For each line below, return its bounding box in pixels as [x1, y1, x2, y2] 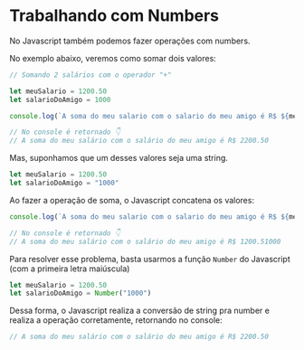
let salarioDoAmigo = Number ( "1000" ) [9, 289, 152, 298]
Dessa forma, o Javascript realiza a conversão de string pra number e [9, 305, 270, 317]
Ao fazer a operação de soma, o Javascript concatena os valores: [9, 194, 255, 205]
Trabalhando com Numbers [9, 5, 220, 26]
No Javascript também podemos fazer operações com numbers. [9, 35, 251, 46]
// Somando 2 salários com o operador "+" [9, 70, 172, 80]
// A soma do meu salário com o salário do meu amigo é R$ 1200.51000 [9, 237, 281, 246]
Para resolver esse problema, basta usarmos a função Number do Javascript [9, 253, 291, 264]
